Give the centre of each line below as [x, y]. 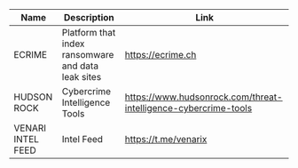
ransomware [88, 55]
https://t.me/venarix [166, 139]
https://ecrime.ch [161, 55]
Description [89, 17]
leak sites [82, 77]
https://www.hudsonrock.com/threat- [204, 97]
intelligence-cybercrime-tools [188, 108]
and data [80, 66]
